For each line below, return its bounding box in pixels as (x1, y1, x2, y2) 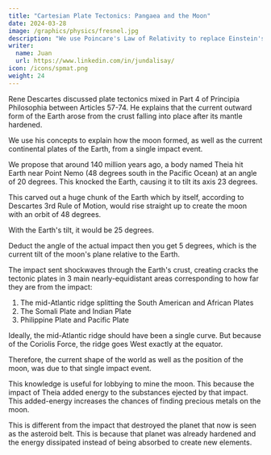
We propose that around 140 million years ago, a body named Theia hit (8, 159, 244, 169)
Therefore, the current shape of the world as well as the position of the (8, 354, 244, 364)
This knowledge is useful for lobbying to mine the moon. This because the (8, 378, 255, 388)
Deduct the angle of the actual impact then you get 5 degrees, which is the (8, 240, 256, 250)
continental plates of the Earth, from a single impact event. (8, 144, 203, 153)
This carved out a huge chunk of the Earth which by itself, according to (8, 192, 244, 202)
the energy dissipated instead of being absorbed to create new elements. (8, 437, 252, 447)
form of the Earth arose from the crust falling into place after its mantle (8, 111, 244, 121)
